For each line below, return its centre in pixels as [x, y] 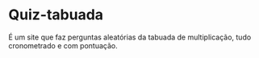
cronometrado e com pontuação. [63, 45]
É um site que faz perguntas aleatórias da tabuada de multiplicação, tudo [130, 37]
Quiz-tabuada [56, 15]
